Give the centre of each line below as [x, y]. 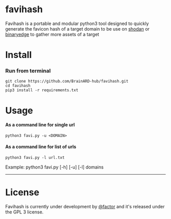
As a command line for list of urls [41, 147]
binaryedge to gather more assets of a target [52, 34]
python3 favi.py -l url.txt [35, 158]
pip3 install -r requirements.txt [42, 90]
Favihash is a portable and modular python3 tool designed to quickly [77, 23]
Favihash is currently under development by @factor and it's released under [85, 206]
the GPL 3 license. [24, 212]
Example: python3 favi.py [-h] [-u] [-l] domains [54, 167]
